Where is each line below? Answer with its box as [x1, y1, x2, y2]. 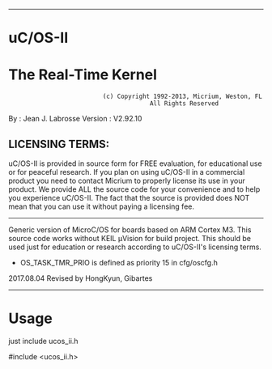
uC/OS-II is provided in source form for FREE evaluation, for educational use [8, 159, 262, 168]
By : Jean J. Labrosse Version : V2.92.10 [8, 114, 142, 124]
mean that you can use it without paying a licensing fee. [8, 201, 194, 211]
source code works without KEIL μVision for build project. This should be [8, 233, 251, 243]
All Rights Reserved [149, 100, 219, 108]
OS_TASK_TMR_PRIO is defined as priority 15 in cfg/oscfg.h [19, 257, 219, 267]
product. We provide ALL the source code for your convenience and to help [8, 184, 261, 194]
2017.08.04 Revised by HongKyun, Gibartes [8, 273, 153, 283]
